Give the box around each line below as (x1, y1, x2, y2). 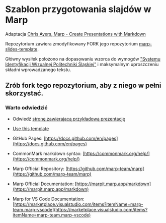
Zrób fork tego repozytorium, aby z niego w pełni (5, 81, 161, 90)
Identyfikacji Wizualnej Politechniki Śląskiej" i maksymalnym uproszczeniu (5, 61, 159, 67)
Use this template (12, 125, 49, 132)
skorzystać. (5, 89, 44, 98)
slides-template (5, 46, 38, 52)
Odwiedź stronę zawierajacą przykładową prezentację (12, 116, 126, 122)
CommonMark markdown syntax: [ (12, 150, 85, 156)
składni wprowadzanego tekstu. (5, 67, 71, 73)
